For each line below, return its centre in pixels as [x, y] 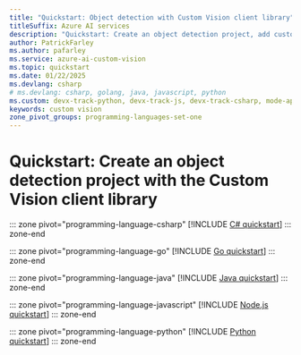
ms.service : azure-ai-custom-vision [77, 59]
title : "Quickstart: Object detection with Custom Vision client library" [152, 17]
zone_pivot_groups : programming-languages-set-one [106, 117]
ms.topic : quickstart [50, 68]
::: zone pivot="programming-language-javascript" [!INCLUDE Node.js [139, 305]
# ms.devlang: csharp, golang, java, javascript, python [118, 92]
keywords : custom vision [56, 109]
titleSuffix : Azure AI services [69, 26]
